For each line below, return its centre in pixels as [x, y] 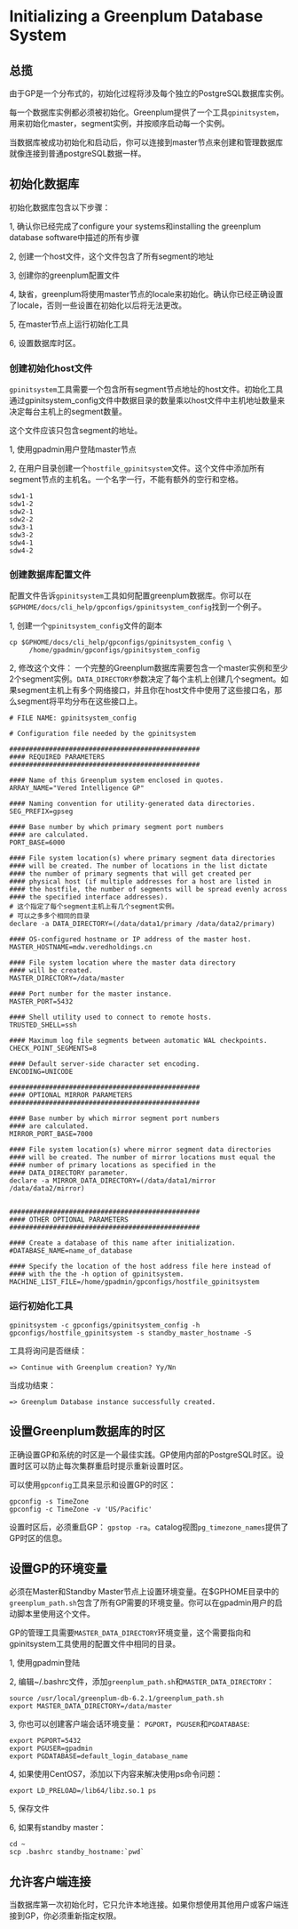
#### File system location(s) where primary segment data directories [142, 859]
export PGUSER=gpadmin [51, 1749]
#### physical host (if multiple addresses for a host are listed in [141, 882]
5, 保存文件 [29, 1809]
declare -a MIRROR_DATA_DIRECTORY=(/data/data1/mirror [113, 1181]
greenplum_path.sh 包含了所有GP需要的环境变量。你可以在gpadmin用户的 [142, 1602]
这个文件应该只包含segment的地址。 [76, 431]
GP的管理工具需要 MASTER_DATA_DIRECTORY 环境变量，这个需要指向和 [130, 1633]
